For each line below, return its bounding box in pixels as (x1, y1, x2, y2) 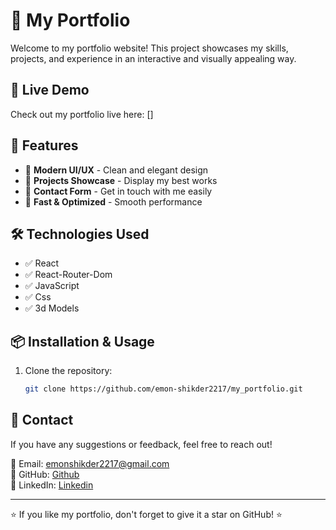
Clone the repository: (24, 365, 113, 377)
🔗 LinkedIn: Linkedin (10, 479, 94, 491)
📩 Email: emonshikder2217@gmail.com (10, 457, 170, 469)
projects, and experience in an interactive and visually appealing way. (10, 52, 297, 64)
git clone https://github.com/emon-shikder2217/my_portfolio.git (24, 384, 303, 394)
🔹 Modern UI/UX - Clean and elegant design (24, 164, 209, 176)
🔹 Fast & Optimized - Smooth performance (24, 195, 203, 208)
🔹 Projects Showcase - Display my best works (24, 174, 218, 186)
